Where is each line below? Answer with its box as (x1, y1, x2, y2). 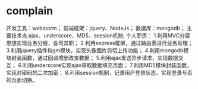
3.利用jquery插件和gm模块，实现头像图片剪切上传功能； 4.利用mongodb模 (6, 46, 189, 54)
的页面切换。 (6, 76, 37, 84)
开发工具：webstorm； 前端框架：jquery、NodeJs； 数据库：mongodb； (6, 24, 186, 31)
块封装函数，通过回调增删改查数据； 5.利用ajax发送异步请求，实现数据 (6, 54, 178, 61)
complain (6, 4, 54, 18)
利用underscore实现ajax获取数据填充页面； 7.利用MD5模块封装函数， (23, 61, 192, 69)
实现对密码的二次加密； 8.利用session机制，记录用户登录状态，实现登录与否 (6, 69, 193, 76)
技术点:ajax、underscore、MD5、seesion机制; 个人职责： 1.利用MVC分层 (11, 31, 190, 39)
